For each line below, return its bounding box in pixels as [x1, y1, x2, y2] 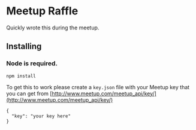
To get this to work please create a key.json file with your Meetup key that [6, 83, 190, 90]
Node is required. [6, 59, 58, 68]
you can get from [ [6, 90, 52, 97]
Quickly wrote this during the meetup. [6, 24, 99, 31]
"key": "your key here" [11, 113, 71, 119]
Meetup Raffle [6, 4, 79, 18]
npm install [6, 73, 36, 79]
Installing [6, 41, 42, 52]
